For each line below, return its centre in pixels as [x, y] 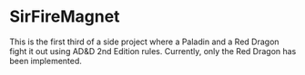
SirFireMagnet [65, 17]
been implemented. [46, 61]
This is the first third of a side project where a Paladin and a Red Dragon [144, 42]
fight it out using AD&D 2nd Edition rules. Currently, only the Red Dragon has [153, 51]
